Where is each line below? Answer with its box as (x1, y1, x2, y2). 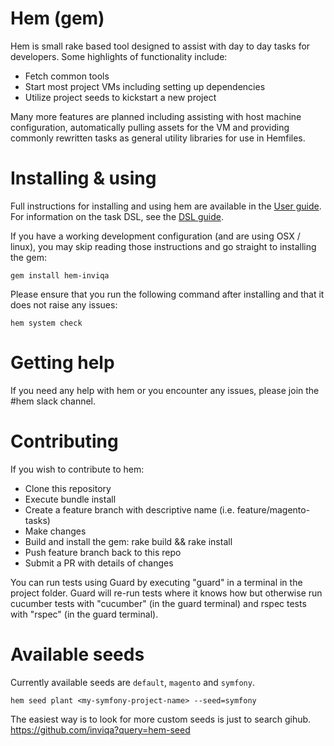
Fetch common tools (24, 70, 110, 82)
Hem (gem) (10, 7, 105, 30)
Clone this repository (24, 482, 112, 494)
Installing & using (10, 167, 157, 190)
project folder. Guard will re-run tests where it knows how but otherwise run (10, 587, 323, 599)
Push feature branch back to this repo (24, 546, 182, 558)
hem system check (10, 318, 83, 328)
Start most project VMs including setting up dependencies (24, 80, 266, 92)
